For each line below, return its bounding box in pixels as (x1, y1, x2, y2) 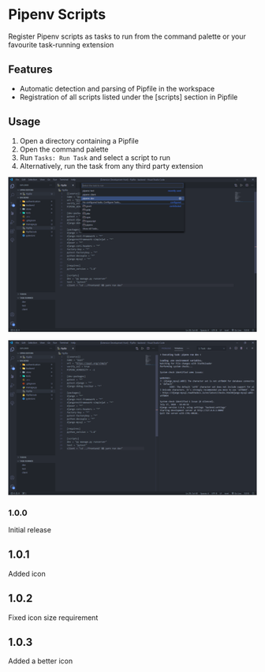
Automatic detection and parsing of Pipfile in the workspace (19, 84, 215, 93)
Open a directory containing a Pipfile (19, 136, 140, 145)
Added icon (8, 569, 46, 578)
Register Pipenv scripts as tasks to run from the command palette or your (8, 32, 246, 41)
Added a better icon (8, 656, 73, 666)
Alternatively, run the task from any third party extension (19, 161, 203, 170)
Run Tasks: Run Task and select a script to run (19, 152, 171, 162)
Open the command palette (19, 144, 109, 154)
